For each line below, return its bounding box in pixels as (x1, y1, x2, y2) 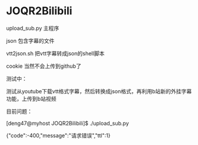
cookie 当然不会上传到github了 (6, 62, 81, 70)
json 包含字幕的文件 (6, 37, 55, 44)
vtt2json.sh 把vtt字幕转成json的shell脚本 (6, 49, 105, 57)
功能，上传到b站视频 (6, 95, 56, 102)
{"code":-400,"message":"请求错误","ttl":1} (6, 132, 111, 139)
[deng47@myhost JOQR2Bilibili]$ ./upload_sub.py (6, 119, 129, 127)
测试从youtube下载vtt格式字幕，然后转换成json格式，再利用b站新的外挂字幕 (6, 87, 192, 94)
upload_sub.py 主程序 (6, 24, 59, 31)
